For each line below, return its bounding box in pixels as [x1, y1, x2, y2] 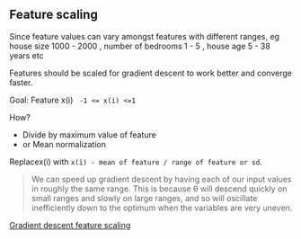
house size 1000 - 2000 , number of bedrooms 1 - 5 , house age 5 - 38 [9, 40, 271, 51]
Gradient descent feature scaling [9, 219, 131, 230]
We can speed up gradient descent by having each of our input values [31, 173, 292, 184]
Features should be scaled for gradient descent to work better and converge [9, 67, 292, 78]
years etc [9, 49, 44, 61]
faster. [9, 76, 33, 88]
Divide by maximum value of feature [22, 129, 157, 140]
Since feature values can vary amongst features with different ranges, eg [9, 31, 280, 41]
